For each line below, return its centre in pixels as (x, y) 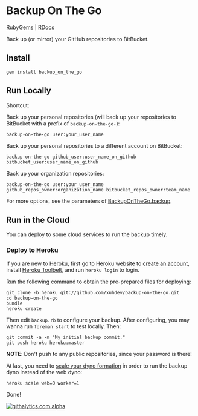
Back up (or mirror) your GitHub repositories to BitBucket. (78, 39)
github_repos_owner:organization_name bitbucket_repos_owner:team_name (98, 190)
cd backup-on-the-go (32, 298)
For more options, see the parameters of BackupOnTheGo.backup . (89, 201)
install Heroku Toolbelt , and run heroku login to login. (73, 269)
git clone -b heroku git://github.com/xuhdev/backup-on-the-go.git (93, 292)
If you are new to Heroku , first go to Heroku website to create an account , (98, 263)
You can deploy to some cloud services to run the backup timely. (87, 234)
